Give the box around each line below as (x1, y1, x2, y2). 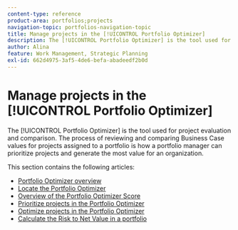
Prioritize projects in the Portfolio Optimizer (17, 199, 145, 207)
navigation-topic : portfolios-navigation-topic (7, 23, 152, 31)
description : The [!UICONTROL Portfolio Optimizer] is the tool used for (7, 37, 232, 44)
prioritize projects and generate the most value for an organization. (7, 149, 205, 157)
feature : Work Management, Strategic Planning (7, 51, 148, 58)
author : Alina (7, 43, 50, 51)
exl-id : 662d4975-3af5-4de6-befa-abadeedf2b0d (7, 57, 148, 64)
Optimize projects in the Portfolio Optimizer (17, 207, 145, 215)
